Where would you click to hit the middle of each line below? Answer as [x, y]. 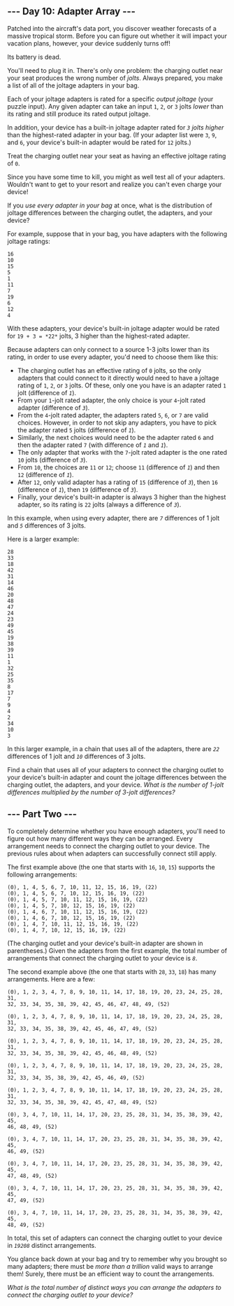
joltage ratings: [29, 241]
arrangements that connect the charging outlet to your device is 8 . [102, 958]
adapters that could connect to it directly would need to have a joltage [118, 378]
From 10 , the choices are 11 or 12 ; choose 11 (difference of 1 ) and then [118, 467]
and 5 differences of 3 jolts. [46, 525]
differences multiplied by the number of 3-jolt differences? [92, 792]
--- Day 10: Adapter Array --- [72, 12]
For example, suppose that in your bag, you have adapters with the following [117, 233]
